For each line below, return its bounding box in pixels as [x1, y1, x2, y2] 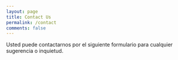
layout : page [6, 8, 38, 15]
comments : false [6, 25, 46, 31]
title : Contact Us [6, 14, 51, 20]
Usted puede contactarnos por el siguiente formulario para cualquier [6, 41, 173, 48]
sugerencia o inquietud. [6, 48, 64, 55]
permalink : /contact [6, 19, 57, 25]
